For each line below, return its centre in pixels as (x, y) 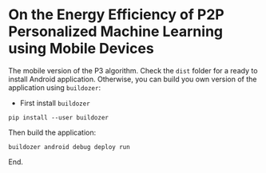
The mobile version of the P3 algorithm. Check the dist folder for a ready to (133, 70)
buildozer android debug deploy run (69, 147)
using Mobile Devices (81, 49)
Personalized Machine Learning (116, 31)
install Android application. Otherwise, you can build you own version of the (133, 79)
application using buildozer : (55, 87)
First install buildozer (55, 103)
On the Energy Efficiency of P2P (117, 15)
